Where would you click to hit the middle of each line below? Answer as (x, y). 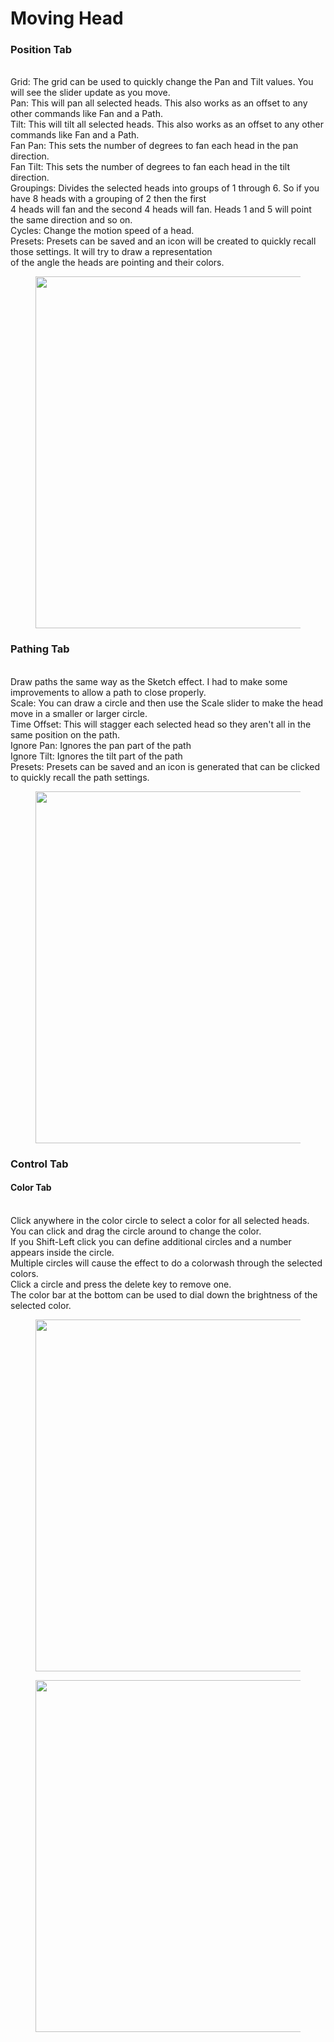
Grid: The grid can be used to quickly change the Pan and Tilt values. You (162, 82)
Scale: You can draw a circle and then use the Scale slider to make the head (167, 703)
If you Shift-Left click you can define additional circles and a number (151, 1241)
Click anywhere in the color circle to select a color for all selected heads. (160, 1220)
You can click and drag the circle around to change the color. (136, 1231)
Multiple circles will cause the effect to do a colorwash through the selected (166, 1263)
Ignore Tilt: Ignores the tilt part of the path (96, 756)
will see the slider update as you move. (90, 93)
